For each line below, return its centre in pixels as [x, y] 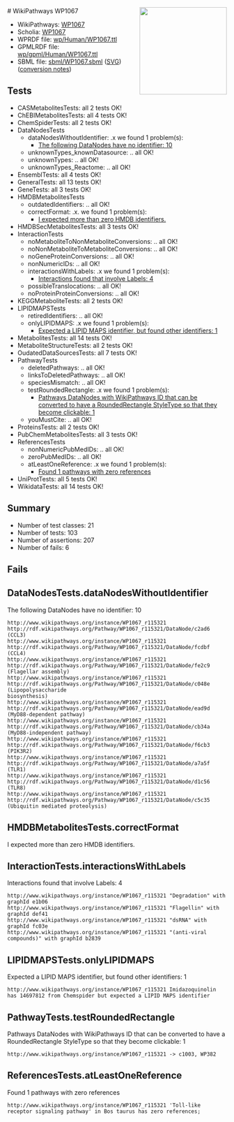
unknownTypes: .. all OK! [63, 159]
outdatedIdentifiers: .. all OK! [69, 204]
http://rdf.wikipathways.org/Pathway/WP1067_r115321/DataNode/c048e [109, 684]
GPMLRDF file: [38, 47]
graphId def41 [28, 915]
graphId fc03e [28, 926]
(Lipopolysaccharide [37, 690]
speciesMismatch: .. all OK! [67, 382]
